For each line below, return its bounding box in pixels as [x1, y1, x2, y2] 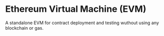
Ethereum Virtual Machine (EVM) [5, 3, 146, 15]
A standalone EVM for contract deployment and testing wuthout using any [5, 20, 159, 26]
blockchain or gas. [5, 25, 44, 31]
